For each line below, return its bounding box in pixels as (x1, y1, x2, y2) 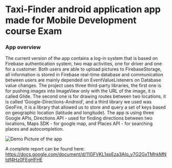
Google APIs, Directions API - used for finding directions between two (5, 115, 153, 121)
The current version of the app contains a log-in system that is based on (5, 55, 158, 61)
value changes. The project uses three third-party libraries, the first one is (5, 82, 161, 89)
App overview (5, 44, 41, 51)
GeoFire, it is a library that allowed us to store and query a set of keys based (5, 104, 166, 111)
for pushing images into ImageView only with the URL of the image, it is (5, 88, 156, 94)
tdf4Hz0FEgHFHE (5, 157, 43, 163)
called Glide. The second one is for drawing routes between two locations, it (5, 93, 166, 99)
